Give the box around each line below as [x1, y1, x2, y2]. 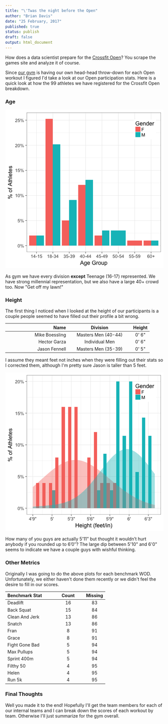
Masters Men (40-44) [76, 332, 123, 338]
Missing [86, 593, 103, 599]
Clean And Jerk [7, 614, 40, 620]
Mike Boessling [34, 332, 66, 338]
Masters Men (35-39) [76, 346, 123, 352]
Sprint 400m [7, 656, 34, 662]
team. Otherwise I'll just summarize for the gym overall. [5, 712, 120, 719]
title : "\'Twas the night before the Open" [5, 8, 98, 13]
